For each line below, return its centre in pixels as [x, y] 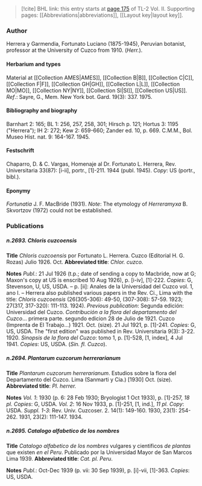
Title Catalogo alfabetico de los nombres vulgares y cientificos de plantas [99, 446]
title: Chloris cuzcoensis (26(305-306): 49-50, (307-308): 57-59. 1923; [94, 299]
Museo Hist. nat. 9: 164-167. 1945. [48, 137]
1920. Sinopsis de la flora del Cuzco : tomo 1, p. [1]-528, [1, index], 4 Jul [94, 338]
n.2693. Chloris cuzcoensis [42, 240]
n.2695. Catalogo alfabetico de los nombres [63, 431]
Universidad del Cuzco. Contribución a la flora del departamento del [91, 312]
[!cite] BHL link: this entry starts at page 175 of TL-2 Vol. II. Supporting [108, 9]
